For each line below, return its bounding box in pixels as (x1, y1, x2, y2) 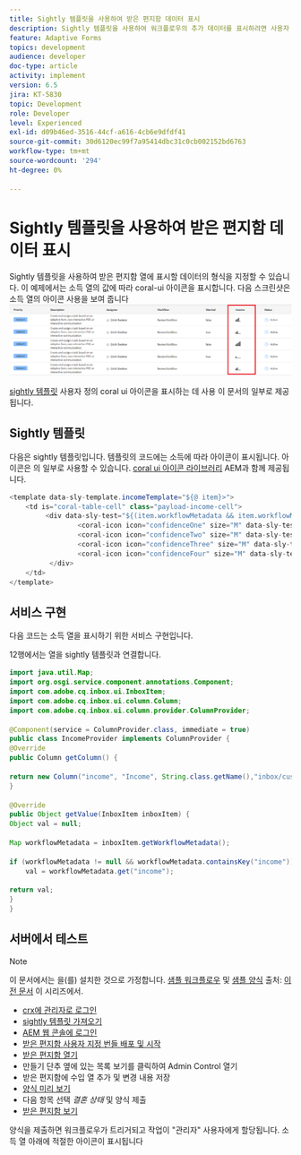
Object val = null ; (9, 820, 82, 829)
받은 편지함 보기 (21, 1105, 78, 1116)
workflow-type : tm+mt (9, 147, 90, 156)
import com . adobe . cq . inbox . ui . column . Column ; (9, 696, 182, 705)
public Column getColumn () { (9, 754, 118, 763)
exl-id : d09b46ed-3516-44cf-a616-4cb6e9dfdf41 (9, 128, 186, 137)
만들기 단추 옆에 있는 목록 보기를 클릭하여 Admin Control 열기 (21, 1060, 238, 1071)
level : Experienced (9, 118, 82, 127)
